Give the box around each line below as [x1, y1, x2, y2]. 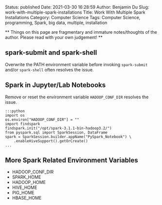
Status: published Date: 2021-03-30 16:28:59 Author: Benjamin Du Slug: [5, 4, 149, 10]
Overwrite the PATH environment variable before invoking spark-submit [5, 61, 148, 68]
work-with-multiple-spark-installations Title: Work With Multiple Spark [5, 9, 145, 15]
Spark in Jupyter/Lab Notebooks [5, 81, 106, 90]
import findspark [5, 121, 40, 126]
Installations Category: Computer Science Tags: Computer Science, [5, 15, 141, 20]
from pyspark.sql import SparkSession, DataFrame [5, 130, 108, 135]
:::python [5, 109, 25, 114]
